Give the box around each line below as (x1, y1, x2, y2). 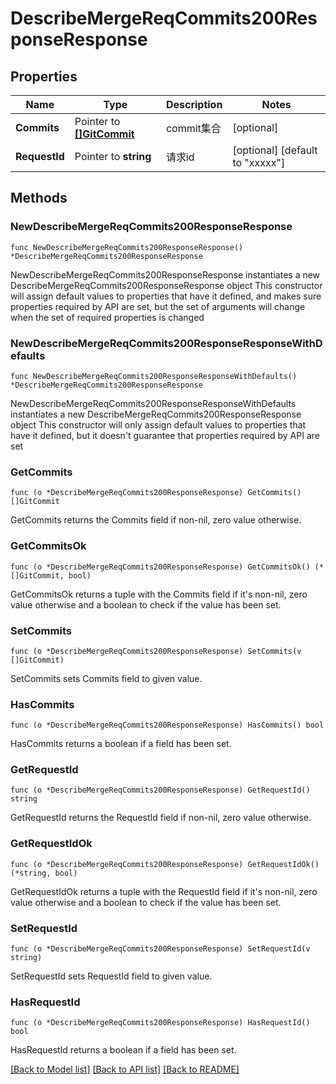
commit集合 (165, 122, 222, 135)
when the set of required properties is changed (10, 311, 205, 323)
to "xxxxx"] (232, 156, 286, 169)
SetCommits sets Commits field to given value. (10, 672, 203, 684)
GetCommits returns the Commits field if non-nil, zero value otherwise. (10, 514, 302, 526)
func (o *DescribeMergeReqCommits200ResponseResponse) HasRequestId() (10, 1018, 311, 1028)
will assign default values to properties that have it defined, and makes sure (10, 290, 322, 302)
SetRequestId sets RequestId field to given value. (10, 970, 213, 982)
